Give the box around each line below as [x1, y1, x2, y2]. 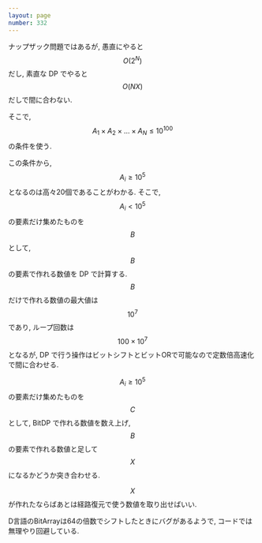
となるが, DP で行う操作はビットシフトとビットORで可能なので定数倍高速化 [8, 350, 255, 359]
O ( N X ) [122, 82, 144, 92]
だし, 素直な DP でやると [8, 69, 88, 79]
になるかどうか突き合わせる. [8, 470, 101, 480]
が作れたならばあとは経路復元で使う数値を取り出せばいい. [8, 500, 197, 509]
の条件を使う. [8, 141, 53, 151]
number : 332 [8, 19, 47, 27]
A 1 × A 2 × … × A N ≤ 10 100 [92, 125, 174, 137]
